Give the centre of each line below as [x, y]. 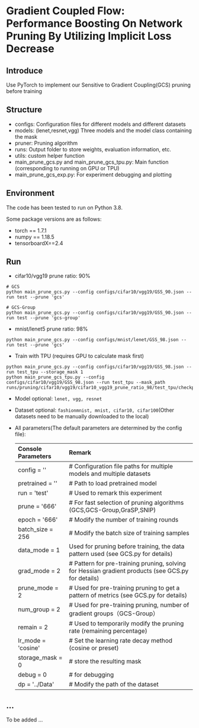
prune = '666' [37, 507]
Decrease [30, 49]
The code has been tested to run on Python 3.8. [65, 207]
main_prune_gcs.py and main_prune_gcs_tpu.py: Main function [92, 162]
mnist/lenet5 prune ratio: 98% [51, 329]
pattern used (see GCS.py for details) [121, 554]
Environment [31, 193]
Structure [24, 110]
